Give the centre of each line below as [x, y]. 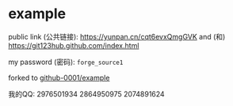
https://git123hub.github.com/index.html [74, 45]
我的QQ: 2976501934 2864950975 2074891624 [86, 94]
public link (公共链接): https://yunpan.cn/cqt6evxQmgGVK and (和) [117, 36]
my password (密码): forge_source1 [66, 62]
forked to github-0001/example [59, 78]
